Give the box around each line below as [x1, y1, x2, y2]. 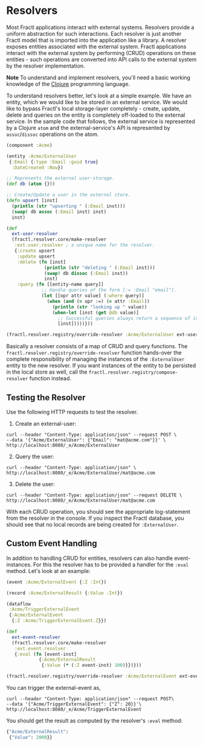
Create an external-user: [14, 420, 77, 427]
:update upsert [17, 253, 56, 259]
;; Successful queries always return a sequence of [57, 315, 190, 321]
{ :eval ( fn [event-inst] [14, 651, 77, 657]
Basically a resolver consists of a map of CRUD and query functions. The [6, 343, 188, 350]
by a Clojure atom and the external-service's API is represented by [6, 124, 170, 131]
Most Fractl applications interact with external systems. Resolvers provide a [6, 24, 195, 31]
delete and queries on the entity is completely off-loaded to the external [6, 111, 185, 118]
